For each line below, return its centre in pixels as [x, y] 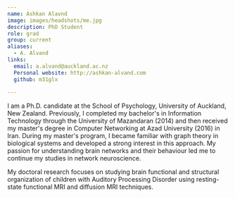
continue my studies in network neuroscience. [74, 159]
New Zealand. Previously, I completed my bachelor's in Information [104, 113]
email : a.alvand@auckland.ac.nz [61, 66]
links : [17, 60]
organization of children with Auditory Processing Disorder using [101, 180]
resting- [208, 180]
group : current [30, 40]
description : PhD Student [45, 27]
